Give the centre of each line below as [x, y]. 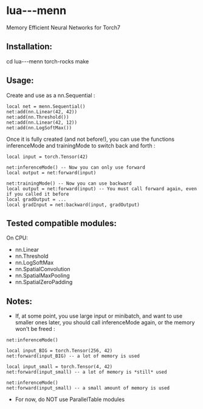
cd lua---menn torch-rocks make [48, 61]
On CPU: [17, 238]
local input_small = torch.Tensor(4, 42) [60, 367]
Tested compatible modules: [62, 223]
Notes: [19, 301]
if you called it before [38, 194]
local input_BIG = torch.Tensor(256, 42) [60, 351]
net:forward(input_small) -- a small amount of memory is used [88, 388]
